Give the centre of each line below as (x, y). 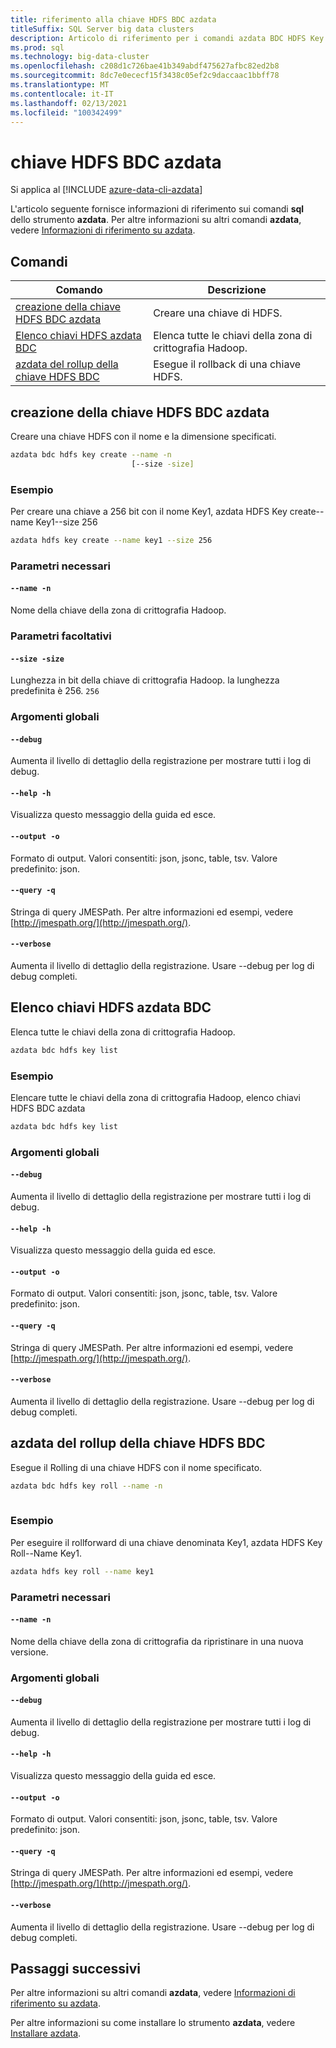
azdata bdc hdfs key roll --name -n (86, 1486)
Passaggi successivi (76, 1969)
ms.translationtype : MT (60, 85)
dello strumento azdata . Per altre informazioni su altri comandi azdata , (156, 220)
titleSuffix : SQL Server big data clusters (102, 29)
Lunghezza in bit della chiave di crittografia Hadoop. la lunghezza (145, 680)
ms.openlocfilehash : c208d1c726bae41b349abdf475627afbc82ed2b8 (145, 66)
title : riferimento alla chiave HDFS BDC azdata (113, 19)
